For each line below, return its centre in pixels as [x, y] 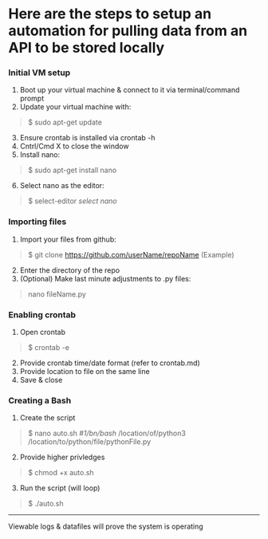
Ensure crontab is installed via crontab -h [87, 138]
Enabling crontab [42, 314]
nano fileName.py [57, 294]
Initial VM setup [39, 73]
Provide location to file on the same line [85, 372]
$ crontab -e [49, 348]
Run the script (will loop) [60, 488]
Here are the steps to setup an [110, 14]
